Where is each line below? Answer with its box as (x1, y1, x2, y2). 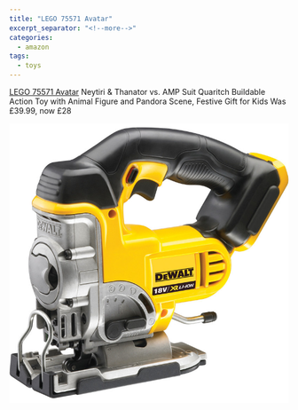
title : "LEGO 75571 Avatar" (9, 14, 114, 23)
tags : (9, 51, 29, 61)
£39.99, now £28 (9, 106, 72, 115)
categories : (9, 33, 53, 42)
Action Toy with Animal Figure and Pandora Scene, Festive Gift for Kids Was (9, 96, 286, 106)
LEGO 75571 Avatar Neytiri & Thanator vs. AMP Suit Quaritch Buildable (9, 87, 266, 97)
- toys (17, 61, 42, 70)
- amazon (17, 43, 50, 51)
